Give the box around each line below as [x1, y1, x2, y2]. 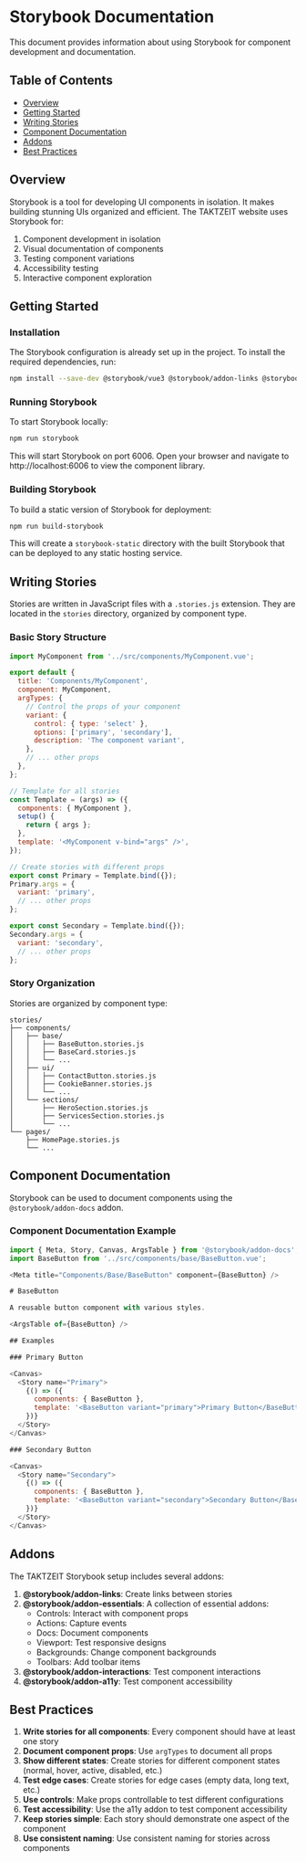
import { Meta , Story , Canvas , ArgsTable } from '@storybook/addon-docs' [9, 1245, 296, 1255]
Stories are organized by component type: [9, 997, 168, 1008]
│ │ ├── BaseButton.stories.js [9, 1039, 145, 1048]
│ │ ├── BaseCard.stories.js [9, 1047, 137, 1057]
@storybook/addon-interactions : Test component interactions [22, 1666, 261, 1677]
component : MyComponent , [17, 685, 112, 695]
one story [22, 1736, 59, 1747]
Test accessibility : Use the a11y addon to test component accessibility [22, 1804, 288, 1815]
